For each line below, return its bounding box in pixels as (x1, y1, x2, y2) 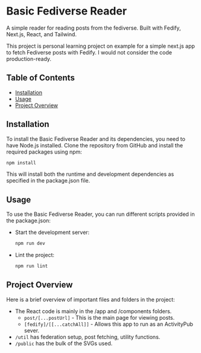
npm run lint (14, 263, 48, 270)
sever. (24, 326, 40, 334)
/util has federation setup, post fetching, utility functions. (14, 333, 161, 340)
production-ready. (6, 55, 52, 62)
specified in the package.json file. (6, 177, 91, 184)
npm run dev (14, 241, 45, 247)
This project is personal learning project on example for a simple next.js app (6, 42, 195, 50)
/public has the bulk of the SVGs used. (14, 340, 113, 347)
